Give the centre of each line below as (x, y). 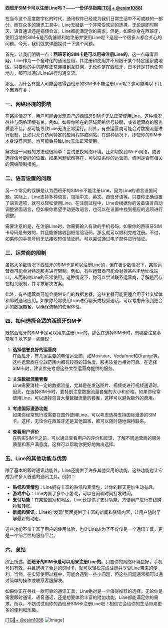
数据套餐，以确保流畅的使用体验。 (49, 306)
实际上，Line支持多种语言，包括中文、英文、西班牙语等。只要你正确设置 (88, 196)
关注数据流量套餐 (30, 379)
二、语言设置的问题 (28, 178)
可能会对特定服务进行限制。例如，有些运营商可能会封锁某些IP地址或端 (86, 271)
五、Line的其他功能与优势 (36, 459)
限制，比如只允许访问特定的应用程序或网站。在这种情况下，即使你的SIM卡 (86, 135)
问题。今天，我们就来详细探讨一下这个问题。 (51, 44)
